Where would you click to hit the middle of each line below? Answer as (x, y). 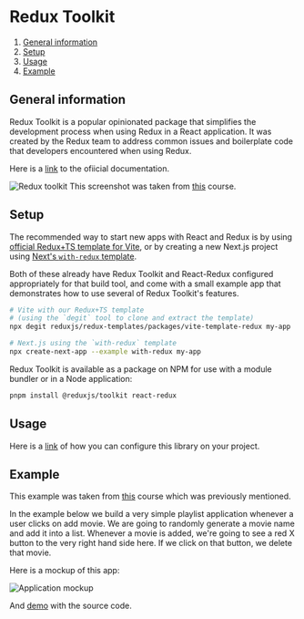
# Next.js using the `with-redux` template (93, 344)
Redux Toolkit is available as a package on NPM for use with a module (141, 369)
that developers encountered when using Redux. (101, 150)
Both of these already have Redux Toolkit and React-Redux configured (142, 273)
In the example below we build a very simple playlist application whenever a (152, 514)
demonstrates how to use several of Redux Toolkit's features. (124, 293)
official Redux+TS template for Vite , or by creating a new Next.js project (144, 246)
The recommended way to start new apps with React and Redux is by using (151, 237)
